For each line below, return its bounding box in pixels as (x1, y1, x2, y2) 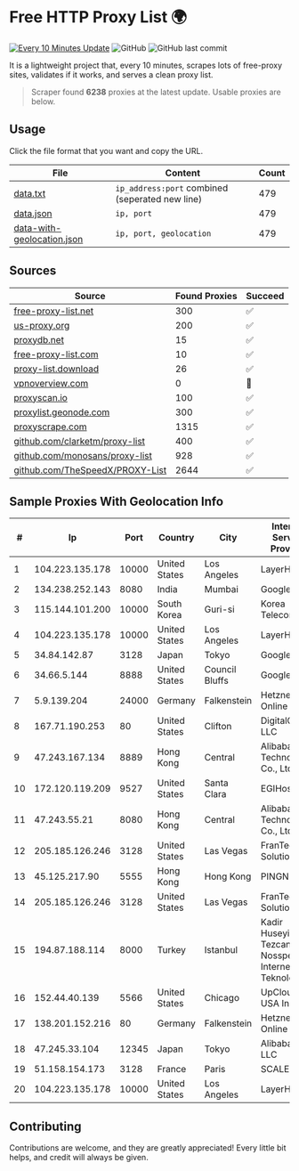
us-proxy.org (13, 319, 70, 331)
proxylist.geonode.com (13, 406, 110, 419)
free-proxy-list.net (13, 305, 94, 317)
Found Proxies (174, 289, 238, 302)
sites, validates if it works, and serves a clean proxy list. (9, 69, 214, 80)
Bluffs (204, 674, 229, 687)
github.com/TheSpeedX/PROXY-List (13, 464, 167, 476)
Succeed (246, 289, 285, 302)
